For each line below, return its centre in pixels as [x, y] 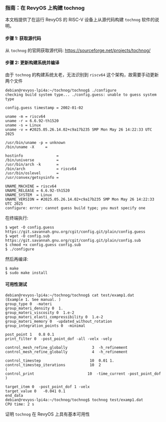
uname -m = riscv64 [25, 116]
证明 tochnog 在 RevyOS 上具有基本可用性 [47, 414]
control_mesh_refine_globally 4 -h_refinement [66, 352]
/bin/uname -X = [27, 147]
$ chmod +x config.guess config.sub [43, 245]
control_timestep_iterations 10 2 [53, 365]
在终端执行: [17, 218]
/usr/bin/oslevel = [32, 173]
